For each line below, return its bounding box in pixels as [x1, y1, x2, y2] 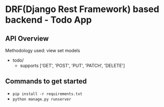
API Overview [5, 34, 49, 43]
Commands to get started [5, 77, 87, 86]
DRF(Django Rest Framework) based [5, 4, 159, 15]
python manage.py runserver [12, 96, 71, 101]
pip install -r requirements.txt [12, 91, 83, 96]
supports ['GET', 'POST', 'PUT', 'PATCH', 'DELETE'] [20, 63, 125, 68]
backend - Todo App [5, 14, 92, 26]
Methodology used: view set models [5, 48, 80, 53]
